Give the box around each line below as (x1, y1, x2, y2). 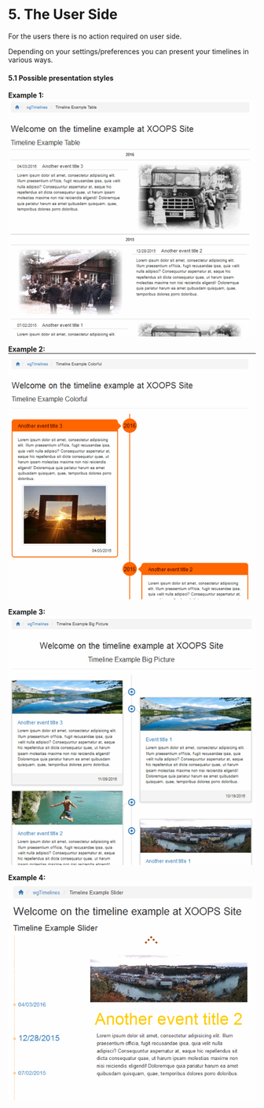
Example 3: (8, 607, 46, 617)
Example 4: (8, 872, 46, 882)
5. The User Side (8, 6, 118, 24)
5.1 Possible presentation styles (8, 73, 114, 83)
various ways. (8, 55, 53, 64)
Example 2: (8, 344, 46, 354)
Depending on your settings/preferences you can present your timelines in (8, 46, 249, 56)
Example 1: (8, 90, 45, 100)
